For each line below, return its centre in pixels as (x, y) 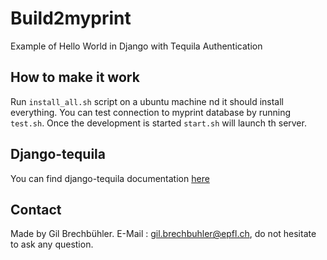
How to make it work (75, 77)
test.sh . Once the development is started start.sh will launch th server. (158, 123)
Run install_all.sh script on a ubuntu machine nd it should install (147, 101)
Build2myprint (71, 18)
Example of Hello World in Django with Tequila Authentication (136, 46)
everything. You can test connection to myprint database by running (151, 112)
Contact (36, 209)
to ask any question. (52, 244)
